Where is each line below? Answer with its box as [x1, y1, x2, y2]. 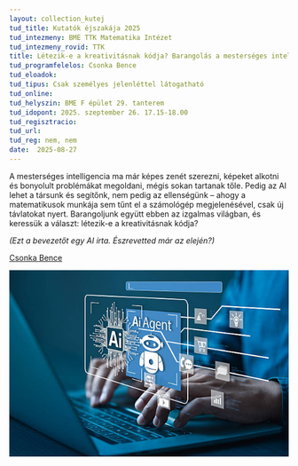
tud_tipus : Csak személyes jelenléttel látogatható [9, 80, 204, 89]
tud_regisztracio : [9, 117, 77, 126]
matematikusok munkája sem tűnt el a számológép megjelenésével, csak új [9, 199, 284, 209]
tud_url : [9, 127, 42, 136]
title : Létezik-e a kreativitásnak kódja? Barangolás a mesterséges [9, 51, 268, 61]
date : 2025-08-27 [9, 146, 77, 154]
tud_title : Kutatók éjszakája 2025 [9, 23, 141, 33]
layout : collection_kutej [9, 14, 105, 23]
